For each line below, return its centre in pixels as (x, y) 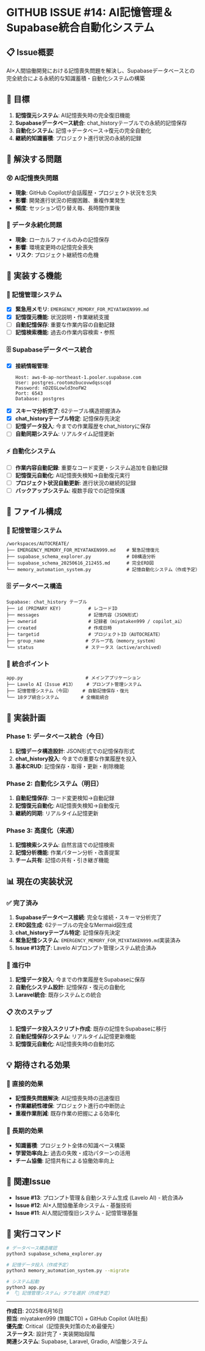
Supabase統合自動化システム (80, 28)
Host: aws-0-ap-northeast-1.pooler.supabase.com (78, 378)
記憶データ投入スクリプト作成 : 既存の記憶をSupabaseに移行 (91, 1028)
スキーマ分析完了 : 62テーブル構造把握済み (68, 411)
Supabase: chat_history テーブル (47, 602)
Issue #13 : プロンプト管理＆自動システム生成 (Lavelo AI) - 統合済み (99, 1197)
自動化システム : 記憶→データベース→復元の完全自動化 (83, 130)
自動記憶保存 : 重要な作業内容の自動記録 (65, 325)
